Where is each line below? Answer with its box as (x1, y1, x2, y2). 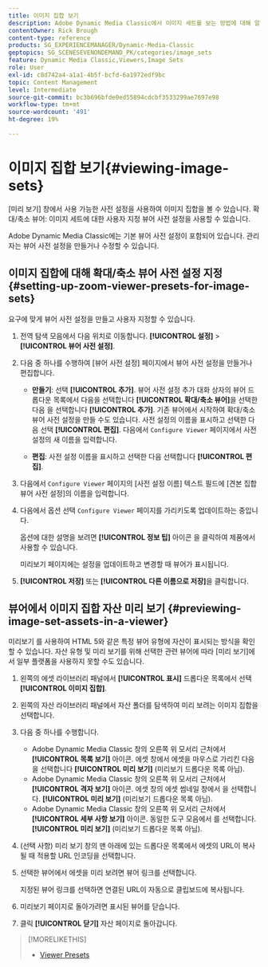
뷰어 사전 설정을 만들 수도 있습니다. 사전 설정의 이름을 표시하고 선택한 (31, 415, 247, 424)
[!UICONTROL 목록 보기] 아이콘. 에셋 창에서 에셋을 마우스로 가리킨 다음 (31, 754, 255, 764)
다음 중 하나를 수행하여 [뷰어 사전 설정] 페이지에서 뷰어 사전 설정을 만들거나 (19, 358, 253, 368)
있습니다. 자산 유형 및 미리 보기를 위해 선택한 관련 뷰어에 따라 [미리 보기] (25, 647, 249, 656)
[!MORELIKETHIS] (27, 934, 87, 945)
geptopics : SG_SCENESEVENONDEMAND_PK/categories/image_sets (8, 49, 213, 57)
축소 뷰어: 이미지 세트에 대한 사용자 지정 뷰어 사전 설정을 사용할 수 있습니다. (17, 214, 251, 223)
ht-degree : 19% (8, 116, 59, 124)
